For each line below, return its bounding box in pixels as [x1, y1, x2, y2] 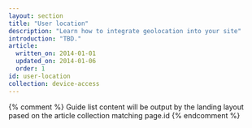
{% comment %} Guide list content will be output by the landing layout [8, 102, 244, 112]
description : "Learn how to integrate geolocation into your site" [8, 27, 242, 35]
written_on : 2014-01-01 [15, 49, 96, 58]
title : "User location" [8, 19, 89, 28]
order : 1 [15, 65, 46, 73]
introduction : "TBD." [8, 34, 82, 43]
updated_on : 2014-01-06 [15, 58, 96, 66]
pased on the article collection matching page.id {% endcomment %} [8, 110, 241, 120]
